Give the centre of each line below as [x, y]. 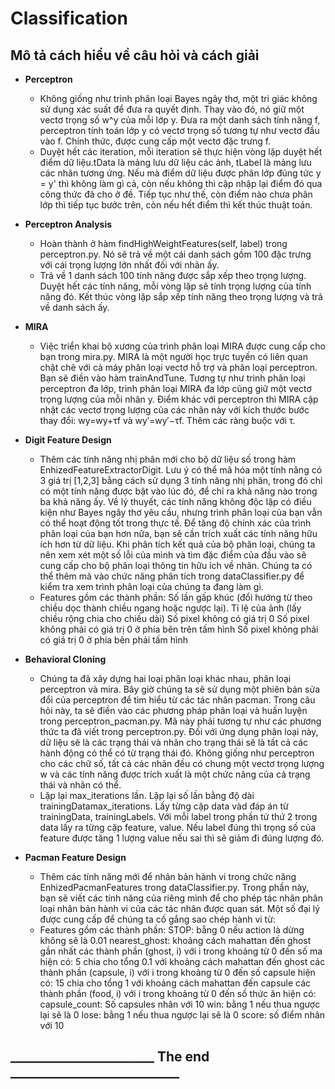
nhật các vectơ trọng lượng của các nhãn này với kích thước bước [174, 410]
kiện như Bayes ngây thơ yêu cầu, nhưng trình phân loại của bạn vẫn [181, 512]
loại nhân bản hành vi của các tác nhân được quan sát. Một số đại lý [180, 908]
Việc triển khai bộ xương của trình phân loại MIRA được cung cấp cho [182, 346]
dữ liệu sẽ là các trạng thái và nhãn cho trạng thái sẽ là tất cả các [174, 742]
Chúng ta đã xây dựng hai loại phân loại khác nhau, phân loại [165, 678]
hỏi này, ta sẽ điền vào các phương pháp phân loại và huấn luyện [173, 710]
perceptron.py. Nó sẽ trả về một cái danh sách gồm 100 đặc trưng [175, 254]
